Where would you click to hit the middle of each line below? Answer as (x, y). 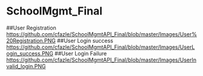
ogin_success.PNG (30, 53)
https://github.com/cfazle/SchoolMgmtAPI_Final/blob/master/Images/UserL (101, 47)
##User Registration (31, 28)
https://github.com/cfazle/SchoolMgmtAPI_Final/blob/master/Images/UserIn (101, 60)
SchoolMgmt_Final (55, 11)
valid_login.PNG (26, 66)
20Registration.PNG (31, 40)
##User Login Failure (81, 53)
